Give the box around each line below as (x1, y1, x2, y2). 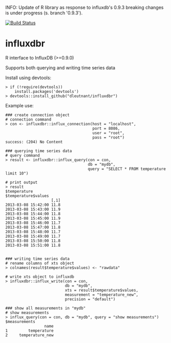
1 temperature (5, 328, 54, 333)
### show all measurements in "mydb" (5, 306, 86, 311)
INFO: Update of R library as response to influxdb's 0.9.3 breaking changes (5, 5, 164, 10)
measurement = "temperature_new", (65, 292, 139, 297)
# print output (5, 180, 38, 185)
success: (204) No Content (5, 139, 63, 144)
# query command (5, 153, 40, 158)
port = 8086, (92, 126, 120, 131)
